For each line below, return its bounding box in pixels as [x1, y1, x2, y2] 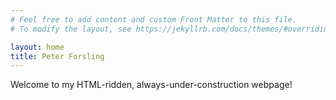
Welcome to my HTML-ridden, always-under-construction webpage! [10, 79, 293, 91]
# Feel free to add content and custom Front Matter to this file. [10, 14, 298, 25]
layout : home [10, 42, 65, 52]
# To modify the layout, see [10, 24, 132, 34]
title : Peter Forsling [10, 51, 105, 61]
